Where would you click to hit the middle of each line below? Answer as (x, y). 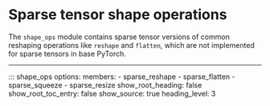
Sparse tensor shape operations (118, 15)
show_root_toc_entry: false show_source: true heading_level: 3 (112, 93)
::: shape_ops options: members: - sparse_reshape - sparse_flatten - (122, 77)
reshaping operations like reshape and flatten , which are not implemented (131, 45)
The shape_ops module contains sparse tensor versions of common (119, 37)
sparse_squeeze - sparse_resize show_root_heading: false (105, 84)
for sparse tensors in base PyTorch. (67, 53)
